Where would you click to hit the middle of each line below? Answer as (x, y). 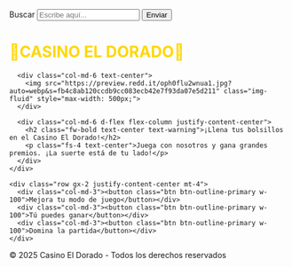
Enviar (157, 15)
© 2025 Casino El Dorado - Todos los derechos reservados (118, 255)
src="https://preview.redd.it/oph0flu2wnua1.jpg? (138, 83)
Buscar (22, 14)
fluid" (21, 98)
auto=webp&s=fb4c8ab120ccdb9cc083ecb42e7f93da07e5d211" (114, 91)
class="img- (245, 91)
